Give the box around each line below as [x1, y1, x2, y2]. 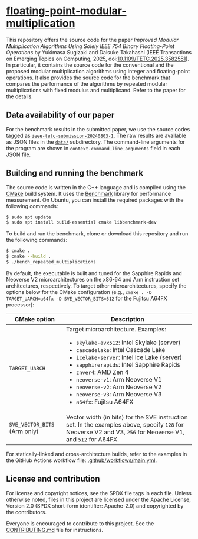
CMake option [14, 315, 55, 323]
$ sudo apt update [6, 214, 51, 220]
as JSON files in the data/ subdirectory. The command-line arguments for [6, 138, 186, 146]
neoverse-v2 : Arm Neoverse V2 [76, 383, 162, 391]
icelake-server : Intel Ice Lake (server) [76, 353, 183, 362]
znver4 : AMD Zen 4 [76, 368, 129, 376]
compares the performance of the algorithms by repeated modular [6, 80, 168, 87]
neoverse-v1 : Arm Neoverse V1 [76, 375, 162, 383]
